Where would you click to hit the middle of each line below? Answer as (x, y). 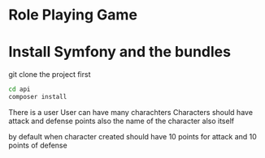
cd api (20, 90)
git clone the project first (50, 75)
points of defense (38, 145)
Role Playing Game (73, 15)
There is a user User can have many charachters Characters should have (131, 112)
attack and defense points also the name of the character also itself (121, 121)
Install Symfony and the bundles (120, 52)
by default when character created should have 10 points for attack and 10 (133, 136)
